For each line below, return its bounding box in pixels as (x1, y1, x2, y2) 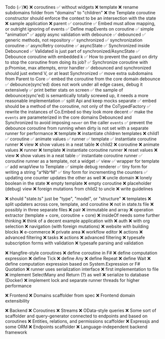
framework (5, 330, 28, 335)
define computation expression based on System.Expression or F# (5, 261, 140, 267)
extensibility (5, 298, 30, 304)
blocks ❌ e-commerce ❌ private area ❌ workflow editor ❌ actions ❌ (5, 229, 143, 235)
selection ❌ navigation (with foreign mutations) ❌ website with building (5, 224, 149, 229)
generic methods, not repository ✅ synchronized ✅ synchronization (5, 37, 143, 43)
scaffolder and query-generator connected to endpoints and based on (5, 313, 148, 319)
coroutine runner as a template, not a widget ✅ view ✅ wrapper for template (5, 158, 160, 164)
